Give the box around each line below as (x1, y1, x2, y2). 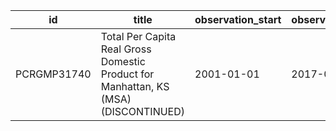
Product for (100, 67, 155, 81)
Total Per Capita (100, 30, 177, 43)
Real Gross (100, 42, 152, 56)
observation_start (194, 13, 282, 26)
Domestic (100, 55, 146, 68)
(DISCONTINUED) (100, 105, 186, 118)
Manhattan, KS (100, 80, 170, 93)
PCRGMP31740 (15, 67, 92, 81)
